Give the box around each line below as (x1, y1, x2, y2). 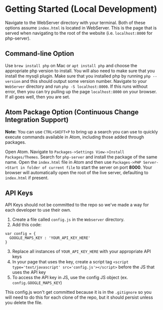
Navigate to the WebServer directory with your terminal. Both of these (5, 20, 145, 26)
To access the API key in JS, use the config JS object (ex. (12, 275, 128, 281)
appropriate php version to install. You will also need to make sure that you (5, 68, 155, 74)
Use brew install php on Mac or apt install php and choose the (5, 62, 138, 68)
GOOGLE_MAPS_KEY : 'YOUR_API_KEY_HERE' (9, 235, 91, 241)
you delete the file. (5, 300, 43, 306)
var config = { (5, 232, 36, 236)
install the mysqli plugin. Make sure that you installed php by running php (5, 73, 151, 79)
